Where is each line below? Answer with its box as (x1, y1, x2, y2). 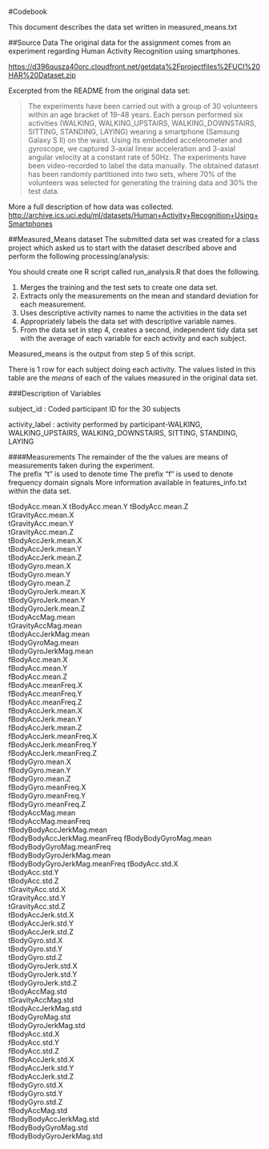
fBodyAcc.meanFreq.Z (8, 697, 82, 707)
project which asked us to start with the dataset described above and (8, 243, 237, 252)
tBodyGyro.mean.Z (8, 578, 70, 588)
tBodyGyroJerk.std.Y (8, 970, 78, 979)
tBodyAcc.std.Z (8, 876, 59, 886)
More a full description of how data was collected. (8, 202, 174, 211)
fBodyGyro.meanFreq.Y (8, 791, 86, 800)
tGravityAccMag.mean (8, 621, 82, 630)
